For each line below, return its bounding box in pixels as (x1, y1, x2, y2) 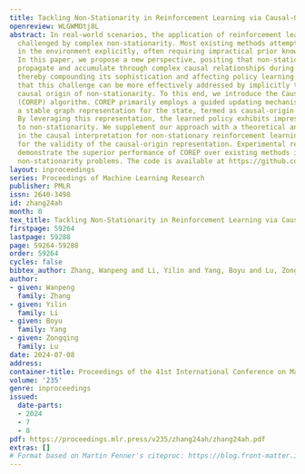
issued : (9, 392, 39, 401)
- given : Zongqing (9, 334, 79, 343)
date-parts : (17, 401, 64, 411)
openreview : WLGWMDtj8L (9, 22, 100, 31)
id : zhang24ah (9, 198, 64, 208)
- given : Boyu (9, 316, 64, 326)
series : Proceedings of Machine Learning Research (9, 173, 205, 182)
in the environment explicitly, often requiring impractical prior (17, 47, 279, 56)
